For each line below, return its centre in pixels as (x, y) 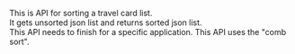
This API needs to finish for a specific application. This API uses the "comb (148, 32)
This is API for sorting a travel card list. (81, 13)
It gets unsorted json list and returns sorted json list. (106, 22)
